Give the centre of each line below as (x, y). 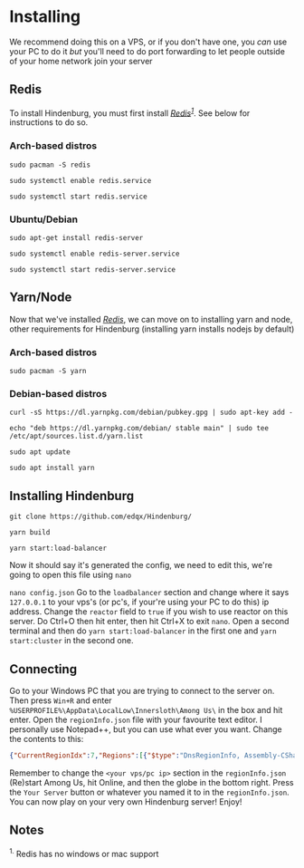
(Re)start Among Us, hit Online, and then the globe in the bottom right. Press (152, 782)
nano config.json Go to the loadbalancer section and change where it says (149, 593)
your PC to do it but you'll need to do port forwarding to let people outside (147, 51)
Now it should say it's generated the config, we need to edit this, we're (141, 565)
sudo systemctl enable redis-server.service (95, 254)
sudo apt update (40, 452)
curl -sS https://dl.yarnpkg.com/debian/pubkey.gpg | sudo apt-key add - (152, 413)
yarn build (30, 533)
